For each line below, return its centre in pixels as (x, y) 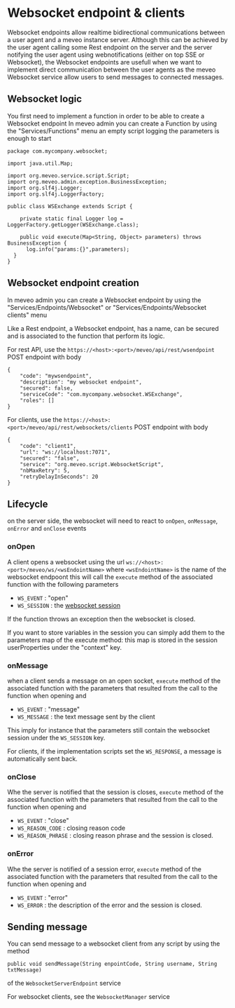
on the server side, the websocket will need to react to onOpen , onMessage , (113, 521)
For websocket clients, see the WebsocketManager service (88, 997)
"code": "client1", (48, 446)
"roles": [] (37, 400)
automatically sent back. (43, 758)
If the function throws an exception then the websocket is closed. (101, 619)
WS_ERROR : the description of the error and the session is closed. (110, 905)
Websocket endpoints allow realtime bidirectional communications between (116, 32)
